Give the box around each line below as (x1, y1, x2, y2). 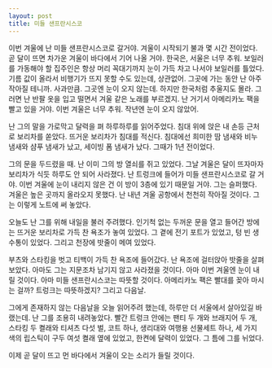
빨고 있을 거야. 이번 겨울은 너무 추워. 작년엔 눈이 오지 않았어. (8, 103, 200, 114)
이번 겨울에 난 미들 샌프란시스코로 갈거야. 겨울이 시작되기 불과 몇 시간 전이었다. (8, 42, 258, 53)
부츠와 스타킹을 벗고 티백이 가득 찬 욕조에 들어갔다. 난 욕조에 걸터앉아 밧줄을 (8, 254, 250, 265)
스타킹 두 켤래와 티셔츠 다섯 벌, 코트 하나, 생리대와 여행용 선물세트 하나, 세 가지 (8, 322, 258, 332)
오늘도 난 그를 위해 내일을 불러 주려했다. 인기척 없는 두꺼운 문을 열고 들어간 (8, 217, 245, 226)
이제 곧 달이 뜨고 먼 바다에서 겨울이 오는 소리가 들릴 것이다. (8, 350, 195, 360)
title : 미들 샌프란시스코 (8, 20, 83, 28)
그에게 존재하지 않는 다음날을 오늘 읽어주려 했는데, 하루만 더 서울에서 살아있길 (8, 302, 254, 312)
